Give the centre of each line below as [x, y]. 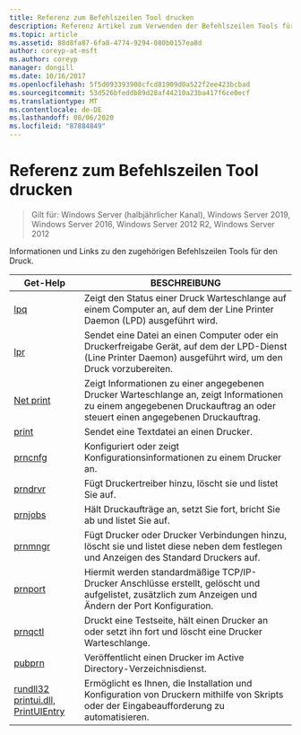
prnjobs [30, 515]
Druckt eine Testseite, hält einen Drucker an [176, 620]
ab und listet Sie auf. [127, 520]
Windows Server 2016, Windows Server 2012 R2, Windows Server [153, 224]
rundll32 [32, 688]
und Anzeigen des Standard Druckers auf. [172, 557]
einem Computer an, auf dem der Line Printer [179, 309]
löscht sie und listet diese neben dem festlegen [183, 546]
